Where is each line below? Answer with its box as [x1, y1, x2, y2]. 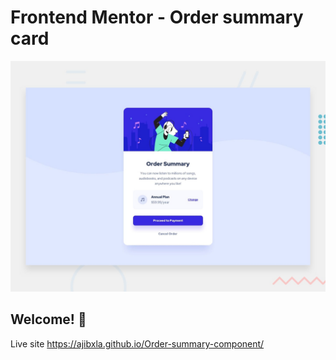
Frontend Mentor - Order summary [10, 6, 304, 29]
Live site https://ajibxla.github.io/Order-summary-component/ [10, 337, 265, 350]
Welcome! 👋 [10, 311, 87, 328]
